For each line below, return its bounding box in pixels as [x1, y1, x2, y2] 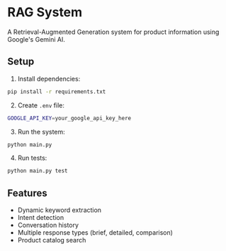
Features [7, 187, 47, 199]
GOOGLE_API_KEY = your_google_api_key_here [7, 115, 132, 122]
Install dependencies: [17, 74, 81, 83]
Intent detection [17, 214, 64, 222]
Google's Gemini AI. [7, 35, 66, 43]
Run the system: [17, 127, 65, 136]
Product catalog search [17, 236, 86, 245]
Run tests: [17, 153, 47, 163]
